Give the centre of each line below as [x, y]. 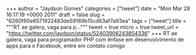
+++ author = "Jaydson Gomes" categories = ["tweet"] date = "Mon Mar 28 [98, 8]
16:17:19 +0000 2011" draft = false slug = [56, 15]
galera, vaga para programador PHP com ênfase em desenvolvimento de [95, 39]
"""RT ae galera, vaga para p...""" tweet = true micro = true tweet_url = [92, 27]
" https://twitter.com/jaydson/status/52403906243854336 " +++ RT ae [92, 33]
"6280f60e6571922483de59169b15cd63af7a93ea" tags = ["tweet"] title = [96, 21]
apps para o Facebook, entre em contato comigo [66, 46]
